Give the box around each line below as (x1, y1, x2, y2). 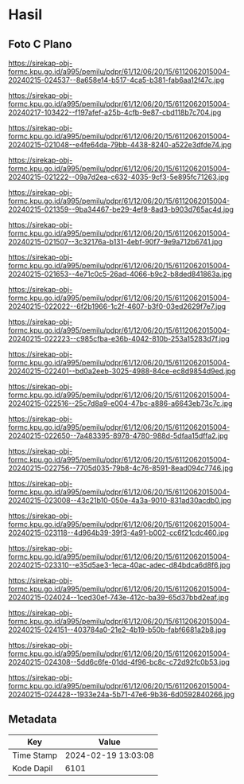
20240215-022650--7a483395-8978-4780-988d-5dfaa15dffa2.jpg (8, 431, 229, 440)
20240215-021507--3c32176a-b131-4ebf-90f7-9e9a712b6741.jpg (8, 237, 223, 246)
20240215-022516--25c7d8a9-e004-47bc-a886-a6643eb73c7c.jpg (8, 399, 233, 408)
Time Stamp (12, 750, 58, 761)
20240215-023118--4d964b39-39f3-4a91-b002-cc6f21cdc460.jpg (8, 528, 229, 537)
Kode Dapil (12, 763, 53, 774)
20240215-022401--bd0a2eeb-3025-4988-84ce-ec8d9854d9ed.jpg (8, 366, 236, 376)
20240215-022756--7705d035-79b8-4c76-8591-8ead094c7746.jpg (8, 463, 234, 473)
